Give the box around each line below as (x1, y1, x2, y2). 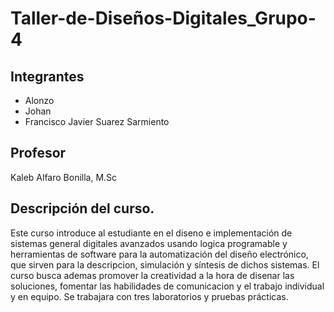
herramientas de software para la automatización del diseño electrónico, (10, 248, 309, 260)
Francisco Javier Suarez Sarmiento (24, 116, 170, 127)
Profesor (10, 145, 67, 162)
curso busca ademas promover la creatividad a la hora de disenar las (10, 269, 295, 281)
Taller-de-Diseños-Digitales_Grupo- (10, 7, 317, 30)
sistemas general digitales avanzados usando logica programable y (10, 237, 288, 249)
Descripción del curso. (10, 200, 155, 217)
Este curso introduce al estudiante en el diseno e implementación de (10, 227, 293, 239)
